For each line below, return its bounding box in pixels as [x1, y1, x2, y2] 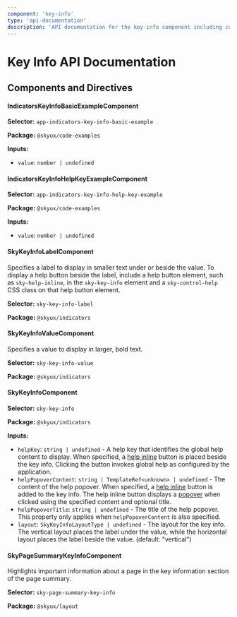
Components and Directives [7, 82, 133, 94]
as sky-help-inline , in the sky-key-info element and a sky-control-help [7, 278, 218, 287]
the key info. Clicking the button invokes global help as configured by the [17, 460, 230, 468]
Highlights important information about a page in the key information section [7, 567, 229, 575]
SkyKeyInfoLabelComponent [7, 247, 94, 256]
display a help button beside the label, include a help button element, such [7, 270, 224, 279]
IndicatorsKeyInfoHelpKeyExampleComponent [7, 174, 148, 183]
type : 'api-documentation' [7, 17, 87, 24]
